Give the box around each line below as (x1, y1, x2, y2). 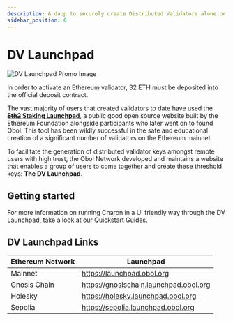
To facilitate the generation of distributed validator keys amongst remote (7, 147, 215, 156)
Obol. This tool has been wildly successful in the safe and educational (7, 126, 208, 135)
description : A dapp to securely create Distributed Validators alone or (7, 10, 227, 17)
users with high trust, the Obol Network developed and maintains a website (7, 155, 224, 163)
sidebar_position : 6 (7, 17, 68, 24)
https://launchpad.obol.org (81, 269, 170, 278)
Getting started (7, 190, 75, 202)
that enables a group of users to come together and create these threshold (7, 162, 222, 171)
